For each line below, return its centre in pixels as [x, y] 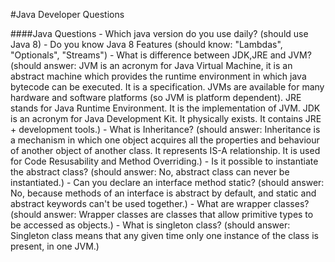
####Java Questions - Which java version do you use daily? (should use [159, 33]
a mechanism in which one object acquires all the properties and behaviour [165, 140]
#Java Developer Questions [67, 14]
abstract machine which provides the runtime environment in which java [158, 76]
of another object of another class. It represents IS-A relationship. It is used [165, 150]
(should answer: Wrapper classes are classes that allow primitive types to [162, 214]
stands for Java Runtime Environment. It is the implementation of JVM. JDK [165, 108]
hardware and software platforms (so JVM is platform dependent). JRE [156, 97]
